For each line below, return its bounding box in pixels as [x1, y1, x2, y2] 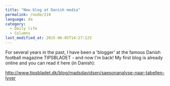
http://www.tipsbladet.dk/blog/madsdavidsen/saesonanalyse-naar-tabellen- [5, 69, 165, 75]
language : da [5, 17, 33, 22]
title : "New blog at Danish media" [5, 7, 81, 13]
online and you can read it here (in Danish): [5, 60, 95, 66]
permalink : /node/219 [5, 12, 51, 17]
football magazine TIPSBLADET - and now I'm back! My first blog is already [5, 54, 163, 60]
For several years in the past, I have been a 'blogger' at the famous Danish [5, 49, 161, 55]
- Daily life [10, 26, 38, 31]
